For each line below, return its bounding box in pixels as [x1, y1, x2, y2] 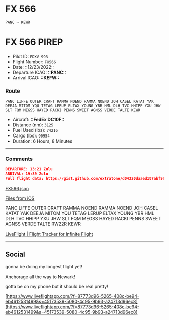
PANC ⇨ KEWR [5, 20, 30, 25]
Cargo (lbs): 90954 [12, 132, 50, 139]
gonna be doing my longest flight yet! [5, 263, 83, 269]
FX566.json [5, 186, 29, 192]
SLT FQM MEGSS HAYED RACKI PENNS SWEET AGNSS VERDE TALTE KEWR [5, 108, 141, 113]
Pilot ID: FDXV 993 [12, 53, 48, 59]
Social [5, 250, 25, 259]
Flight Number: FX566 [12, 59, 56, 65]
